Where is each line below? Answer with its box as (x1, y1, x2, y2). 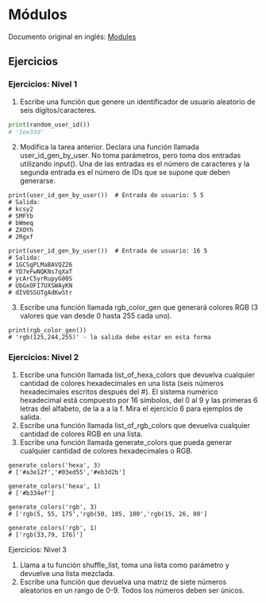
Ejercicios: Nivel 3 (8, 544, 67, 554)
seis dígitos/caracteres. (19, 105, 97, 114)
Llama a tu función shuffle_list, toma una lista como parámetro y (19, 560, 230, 570)
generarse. (19, 176, 56, 186)
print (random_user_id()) (8, 121, 91, 129)
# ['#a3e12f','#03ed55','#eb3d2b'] (8, 468, 126, 476)
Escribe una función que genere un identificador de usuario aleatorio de (19, 97, 256, 106)
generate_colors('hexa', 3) (8, 461, 102, 470)
